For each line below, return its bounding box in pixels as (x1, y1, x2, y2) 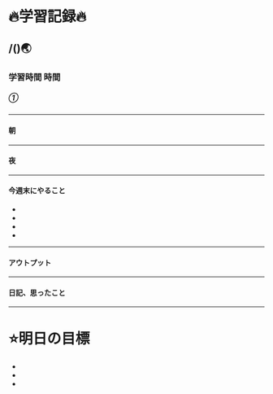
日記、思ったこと (8, 287, 66, 297)
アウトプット (8, 257, 51, 267)
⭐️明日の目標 (8, 329, 90, 348)
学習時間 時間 (8, 71, 61, 82)
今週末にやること (8, 186, 66, 195)
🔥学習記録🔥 (8, 7, 87, 26)
